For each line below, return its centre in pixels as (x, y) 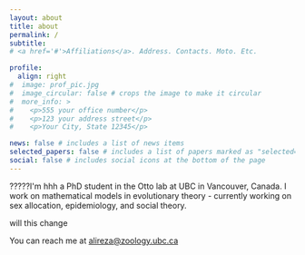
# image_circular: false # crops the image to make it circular (135, 93)
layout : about (36, 18)
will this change (39, 222)
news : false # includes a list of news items (97, 143)
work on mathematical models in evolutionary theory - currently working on (151, 195)
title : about (34, 26)
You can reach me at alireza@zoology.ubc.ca (94, 240)
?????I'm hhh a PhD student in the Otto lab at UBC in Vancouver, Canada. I (148, 186)
